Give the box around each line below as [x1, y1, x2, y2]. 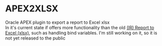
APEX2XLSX [5, 3, 58, 14]
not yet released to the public [5, 35, 66, 41]
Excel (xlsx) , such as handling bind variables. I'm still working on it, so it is [5, 30, 157, 36]
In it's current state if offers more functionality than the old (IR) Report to [5, 24, 154, 30]
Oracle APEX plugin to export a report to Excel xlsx [5, 19, 110, 25]
